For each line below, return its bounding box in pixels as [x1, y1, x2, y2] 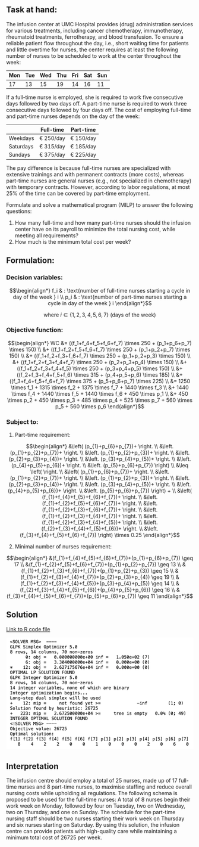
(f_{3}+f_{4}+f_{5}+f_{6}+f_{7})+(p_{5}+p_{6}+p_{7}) [6, 592, 137, 600]
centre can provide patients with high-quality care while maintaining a [6, 827, 177, 834]
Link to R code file [6, 625, 50, 632]
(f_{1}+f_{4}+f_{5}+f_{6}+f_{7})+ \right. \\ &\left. [42, 494, 158, 501]
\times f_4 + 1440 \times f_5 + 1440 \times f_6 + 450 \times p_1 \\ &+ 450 [11, 390, 188, 397]
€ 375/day [39, 151, 65, 159]
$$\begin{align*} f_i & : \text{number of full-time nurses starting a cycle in [9, 287, 191, 294]
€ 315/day [39, 143, 65, 150]
